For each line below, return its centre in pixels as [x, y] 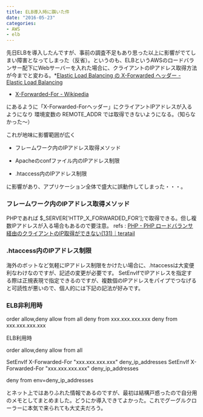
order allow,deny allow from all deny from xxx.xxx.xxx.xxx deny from [92, 319]
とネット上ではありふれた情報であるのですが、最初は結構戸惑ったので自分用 [102, 393]
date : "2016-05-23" [31, 18]
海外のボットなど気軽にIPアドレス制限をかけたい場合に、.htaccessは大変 [98, 265]
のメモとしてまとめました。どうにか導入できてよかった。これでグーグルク [99, 401]
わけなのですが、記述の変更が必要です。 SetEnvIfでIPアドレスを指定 [102, 273]
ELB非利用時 [25, 305]
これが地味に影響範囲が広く [41, 135]
